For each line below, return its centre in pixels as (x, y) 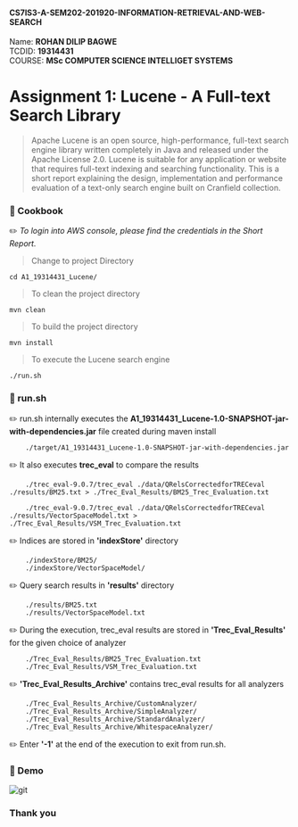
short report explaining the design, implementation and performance (157, 178)
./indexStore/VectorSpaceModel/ (85, 568)
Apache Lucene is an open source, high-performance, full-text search (160, 141)
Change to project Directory (82, 261)
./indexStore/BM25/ (62, 560)
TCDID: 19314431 (41, 51)
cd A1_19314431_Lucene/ (54, 277)
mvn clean (28, 310)
